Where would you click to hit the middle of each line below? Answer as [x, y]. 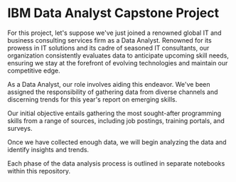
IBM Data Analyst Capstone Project [113, 13]
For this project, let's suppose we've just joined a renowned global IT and [114, 33]
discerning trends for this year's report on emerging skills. [92, 99]
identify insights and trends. [48, 149]
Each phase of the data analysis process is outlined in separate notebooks [116, 163]
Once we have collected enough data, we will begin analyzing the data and [117, 142]
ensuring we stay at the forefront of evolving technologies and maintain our [118, 63]
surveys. [20, 128]
